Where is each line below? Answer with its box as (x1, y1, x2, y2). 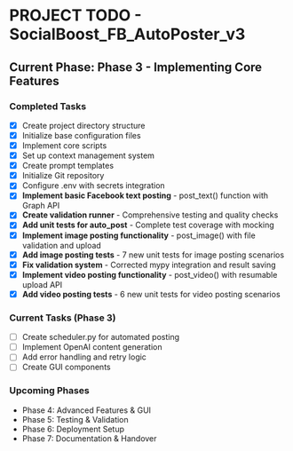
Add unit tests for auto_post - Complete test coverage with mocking (21, 219, 275, 231)
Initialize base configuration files (21, 130, 141, 140)
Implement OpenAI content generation (21, 342, 162, 352)
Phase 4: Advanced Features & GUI (21, 405, 152, 415)
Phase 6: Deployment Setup (21, 423, 125, 434)
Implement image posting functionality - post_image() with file (21, 230, 256, 241)
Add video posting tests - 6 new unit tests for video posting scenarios (21, 289, 281, 299)
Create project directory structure (21, 120, 146, 131)
